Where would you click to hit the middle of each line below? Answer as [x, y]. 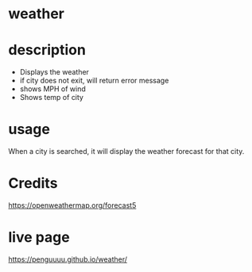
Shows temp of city [51, 98]
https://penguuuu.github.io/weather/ [68, 259]
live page [39, 238]
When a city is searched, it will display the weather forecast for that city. [126, 151]
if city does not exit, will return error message [94, 81]
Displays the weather [54, 72]
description [47, 50]
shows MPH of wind [52, 89]
